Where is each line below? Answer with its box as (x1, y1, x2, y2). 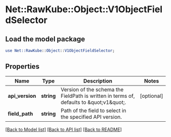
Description (83, 77, 112, 85)
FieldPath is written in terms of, (61, 92, 135, 99)
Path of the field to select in (61, 107, 126, 114)
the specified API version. (61, 113, 122, 120)
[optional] (139, 92, 163, 99)
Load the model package (5, 35, 85, 43)
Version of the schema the (61, 86, 124, 93)
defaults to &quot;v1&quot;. (61, 98, 126, 105)
